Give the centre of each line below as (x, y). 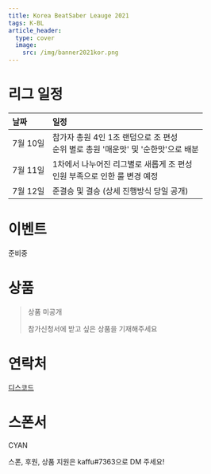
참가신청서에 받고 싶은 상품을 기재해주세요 (92, 328)
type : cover (35, 38)
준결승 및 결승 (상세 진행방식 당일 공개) (120, 190)
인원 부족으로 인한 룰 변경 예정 (105, 176)
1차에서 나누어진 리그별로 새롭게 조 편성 (122, 164)
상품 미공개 (45, 311)
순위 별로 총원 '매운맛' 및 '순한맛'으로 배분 (126, 149)
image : (26, 45)
